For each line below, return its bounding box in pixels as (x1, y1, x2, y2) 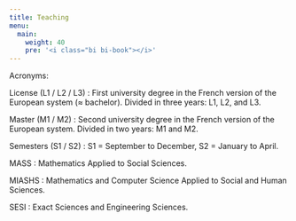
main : (17, 29, 38, 38)
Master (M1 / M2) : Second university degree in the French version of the (9, 114, 275, 125)
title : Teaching (9, 12, 69, 22)
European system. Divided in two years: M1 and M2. (9, 123, 199, 134)
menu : (9, 21, 29, 30)
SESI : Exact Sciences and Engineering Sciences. (9, 201, 189, 213)
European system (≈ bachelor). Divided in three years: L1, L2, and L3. (9, 97, 261, 107)
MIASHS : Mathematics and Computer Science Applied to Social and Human (9, 175, 288, 186)
